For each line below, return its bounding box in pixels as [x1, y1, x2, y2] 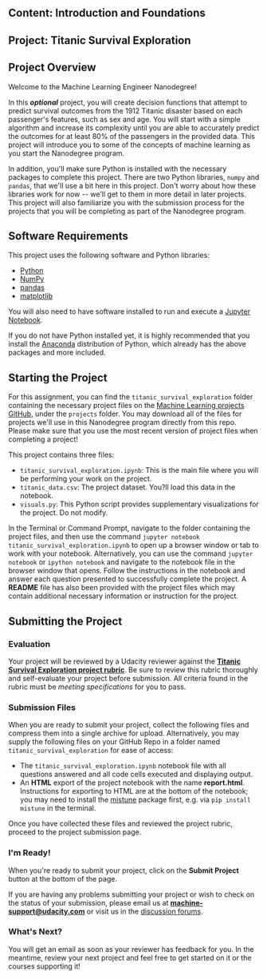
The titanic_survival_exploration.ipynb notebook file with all [19, 761, 227, 771]
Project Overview [8, 61, 96, 74]
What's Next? [8, 926, 62, 937]
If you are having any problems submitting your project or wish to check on [8, 890, 255, 899]
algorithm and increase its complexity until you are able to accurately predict [8, 123, 260, 133]
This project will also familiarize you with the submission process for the [8, 197, 245, 207]
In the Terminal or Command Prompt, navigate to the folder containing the [8, 523, 251, 533]
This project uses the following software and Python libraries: [8, 251, 210, 260]
